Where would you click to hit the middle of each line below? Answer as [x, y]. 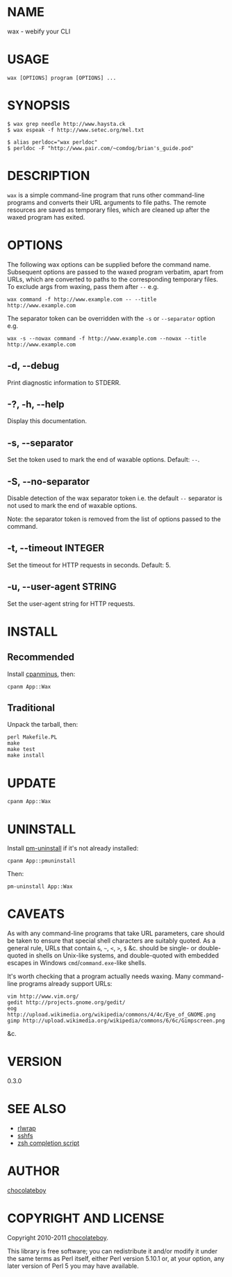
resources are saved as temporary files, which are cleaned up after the [109, 210]
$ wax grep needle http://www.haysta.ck [67, 124]
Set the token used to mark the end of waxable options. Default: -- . [103, 460]
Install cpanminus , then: [41, 674]
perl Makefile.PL [32, 737]
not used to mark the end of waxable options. [72, 505]
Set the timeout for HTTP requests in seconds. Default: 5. [89, 565]
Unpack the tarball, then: [43, 725]
